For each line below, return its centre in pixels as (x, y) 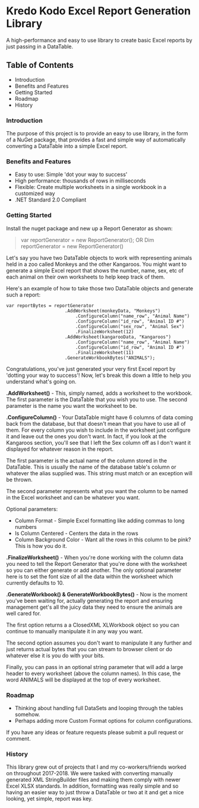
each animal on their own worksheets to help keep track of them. (86, 277)
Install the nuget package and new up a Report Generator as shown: (89, 228)
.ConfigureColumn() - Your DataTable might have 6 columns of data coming (99, 417)
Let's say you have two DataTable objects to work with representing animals (99, 258)
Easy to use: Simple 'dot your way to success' (71, 175)
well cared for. (24, 613)
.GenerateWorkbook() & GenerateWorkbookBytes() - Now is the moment (97, 594)
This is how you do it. (41, 546)
